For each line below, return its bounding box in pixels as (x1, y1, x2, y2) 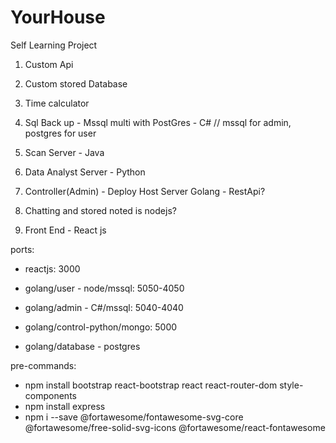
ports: (10, 243, 35, 255)
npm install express (24, 400, 106, 412)
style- (279, 379, 304, 391)
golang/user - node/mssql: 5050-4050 (24, 282, 185, 294)
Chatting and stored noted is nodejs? (24, 204, 177, 216)
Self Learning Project (10, 39, 98, 51)
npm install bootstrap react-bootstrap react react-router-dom (24, 379, 278, 391)
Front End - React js (24, 224, 107, 236)
